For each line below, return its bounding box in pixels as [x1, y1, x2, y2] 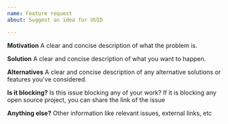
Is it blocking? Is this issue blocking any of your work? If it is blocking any [7, 88, 217, 97]
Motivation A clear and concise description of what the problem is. [7, 41, 198, 49]
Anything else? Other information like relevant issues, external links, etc [7, 109, 212, 117]
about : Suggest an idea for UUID [7, 16, 103, 23]
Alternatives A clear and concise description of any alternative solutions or [7, 68, 221, 76]
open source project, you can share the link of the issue [7, 95, 165, 103]
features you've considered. [7, 75, 87, 83]
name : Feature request [7, 10, 72, 17]
